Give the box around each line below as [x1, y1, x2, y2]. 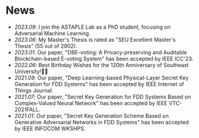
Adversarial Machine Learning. [14, 29, 91, 36]
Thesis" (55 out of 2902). [14, 42, 78, 50]
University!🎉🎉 [14, 68, 49, 75]
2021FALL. [14, 106, 40, 113]
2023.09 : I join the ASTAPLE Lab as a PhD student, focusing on [14, 23, 171, 30]
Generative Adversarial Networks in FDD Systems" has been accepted [14, 118, 189, 125]
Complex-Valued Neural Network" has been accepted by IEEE [14, 99, 168, 106]
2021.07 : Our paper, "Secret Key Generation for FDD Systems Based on [14, 93, 192, 100]
